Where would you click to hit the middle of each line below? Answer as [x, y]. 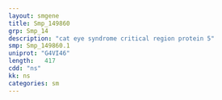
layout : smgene [34, 16]
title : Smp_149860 [39, 23]
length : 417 [32, 61]
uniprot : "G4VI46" [39, 53]
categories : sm [34, 83]
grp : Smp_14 [28, 31]
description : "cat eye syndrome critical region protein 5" [112, 38]
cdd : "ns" [25, 69]
